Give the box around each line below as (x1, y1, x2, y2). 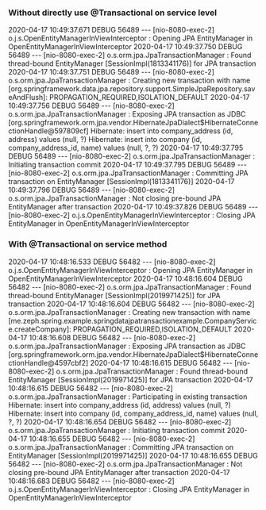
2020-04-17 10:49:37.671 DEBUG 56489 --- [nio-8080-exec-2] (8, 25, 215, 35)
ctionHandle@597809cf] (8, 126, 89, 136)
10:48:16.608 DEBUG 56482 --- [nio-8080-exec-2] (29, 332, 196, 342)
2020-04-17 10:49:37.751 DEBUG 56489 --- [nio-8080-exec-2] (8, 67, 214, 77)
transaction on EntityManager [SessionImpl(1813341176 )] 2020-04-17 (8, 177, 235, 186)
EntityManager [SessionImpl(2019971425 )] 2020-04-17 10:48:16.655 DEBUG (8, 451, 258, 460)
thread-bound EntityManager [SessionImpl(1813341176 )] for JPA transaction (8, 59, 256, 68)
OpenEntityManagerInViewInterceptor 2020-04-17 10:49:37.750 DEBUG (8, 42, 243, 52)
